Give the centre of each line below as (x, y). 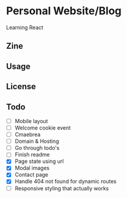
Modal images (32, 168)
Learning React (25, 27)
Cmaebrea (28, 134)
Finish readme (32, 155)
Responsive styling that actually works (62, 188)
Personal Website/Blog (64, 11)
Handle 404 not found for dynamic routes (66, 181)
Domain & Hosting (37, 142)
